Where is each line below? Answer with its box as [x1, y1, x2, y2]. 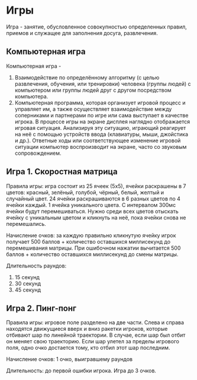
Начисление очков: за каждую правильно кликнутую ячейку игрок [6, 232, 176, 239]
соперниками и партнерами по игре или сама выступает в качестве [14, 111, 189, 119]
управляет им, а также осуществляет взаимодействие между [14, 105, 172, 113]
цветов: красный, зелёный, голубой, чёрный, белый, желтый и [6, 189, 164, 196]
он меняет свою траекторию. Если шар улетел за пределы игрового [6, 338, 179, 345]
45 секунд [14, 286, 41, 293]
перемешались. [6, 220, 46, 227]
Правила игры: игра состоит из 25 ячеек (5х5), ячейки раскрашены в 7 [6, 182, 186, 190]
